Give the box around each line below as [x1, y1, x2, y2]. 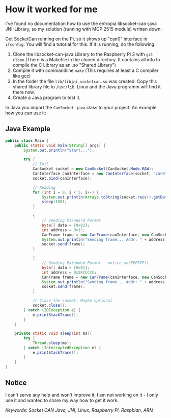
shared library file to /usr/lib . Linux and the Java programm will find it [12, 83, 161, 90]
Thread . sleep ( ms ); [32, 340, 72, 346]
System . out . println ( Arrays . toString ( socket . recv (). [41, 194, 154, 200]
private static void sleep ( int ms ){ [14, 331, 93, 336]
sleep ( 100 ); [41, 199, 67, 205]
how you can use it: [5, 110, 46, 116]
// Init [32, 162, 49, 167]
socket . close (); [32, 303, 67, 308]
